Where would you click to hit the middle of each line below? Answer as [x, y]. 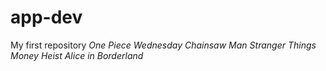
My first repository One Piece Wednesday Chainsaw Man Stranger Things [163, 45]
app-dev [46, 17]
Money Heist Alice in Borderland [77, 55]
